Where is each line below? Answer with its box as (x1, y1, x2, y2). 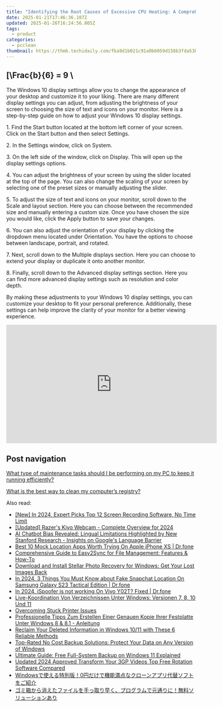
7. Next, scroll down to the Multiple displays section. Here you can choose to (6, 251, 196, 258)
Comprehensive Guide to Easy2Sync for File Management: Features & (14, 549, 188, 557)
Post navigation (6, 454, 66, 464)
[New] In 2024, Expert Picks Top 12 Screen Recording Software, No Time (14, 511, 197, 518)
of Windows (14, 645, 45, 653)
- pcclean (11, 43, 36, 49)
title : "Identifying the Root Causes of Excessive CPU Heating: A (6, 8, 176, 15)
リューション (14, 694, 47, 702)
